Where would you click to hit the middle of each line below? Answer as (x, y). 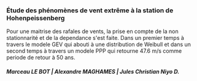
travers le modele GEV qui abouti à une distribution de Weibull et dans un (99, 44)
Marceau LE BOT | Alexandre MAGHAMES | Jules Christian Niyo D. (93, 71)
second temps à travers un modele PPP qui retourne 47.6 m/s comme (94, 51)
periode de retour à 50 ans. (41, 58)
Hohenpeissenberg (36, 18)
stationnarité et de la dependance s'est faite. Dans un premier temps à (95, 38)
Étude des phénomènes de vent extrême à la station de (90, 10)
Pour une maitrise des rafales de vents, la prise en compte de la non (93, 31)
